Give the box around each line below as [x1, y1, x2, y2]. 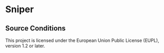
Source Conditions [5, 24, 66, 33]
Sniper [5, 4, 34, 15]
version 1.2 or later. [5, 43, 45, 49]
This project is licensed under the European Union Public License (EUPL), [5, 37, 159, 43]
